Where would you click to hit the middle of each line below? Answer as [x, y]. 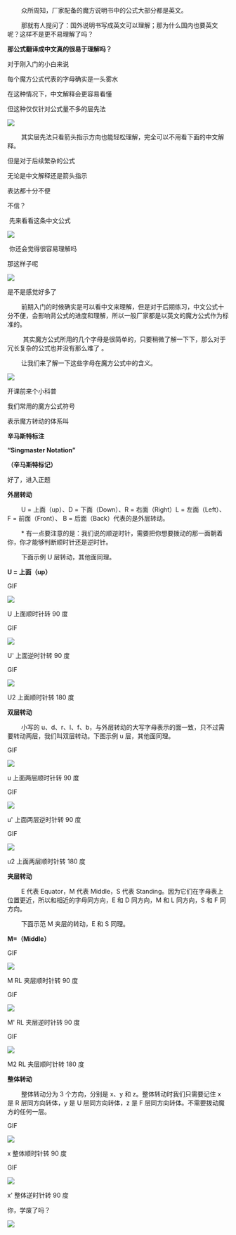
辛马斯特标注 [26, 436]
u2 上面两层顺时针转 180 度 [46, 861]
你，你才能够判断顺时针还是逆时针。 [60, 542]
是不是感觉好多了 [32, 292]
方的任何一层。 [29, 1111]
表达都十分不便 [29, 191]
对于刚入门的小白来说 [38, 64]
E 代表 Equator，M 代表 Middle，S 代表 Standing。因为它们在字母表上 [122, 891]
